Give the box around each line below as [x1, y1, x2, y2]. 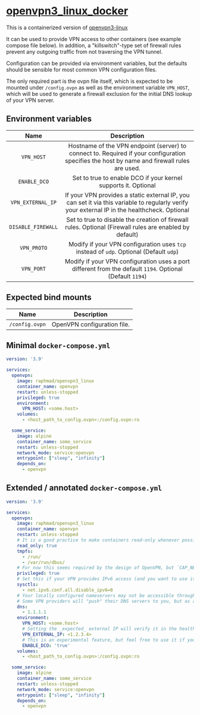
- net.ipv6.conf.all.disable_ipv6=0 [21, 587, 113, 593]
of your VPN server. [6, 97, 55, 104]
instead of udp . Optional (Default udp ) [76, 247, 179, 256]
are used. [114, 164, 141, 172]
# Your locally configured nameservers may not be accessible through [17, 592, 196, 599]
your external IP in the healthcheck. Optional [65, 206, 189, 214]
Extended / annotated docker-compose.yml [6, 483, 162, 493]
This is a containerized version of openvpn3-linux [6, 24, 128, 31]
